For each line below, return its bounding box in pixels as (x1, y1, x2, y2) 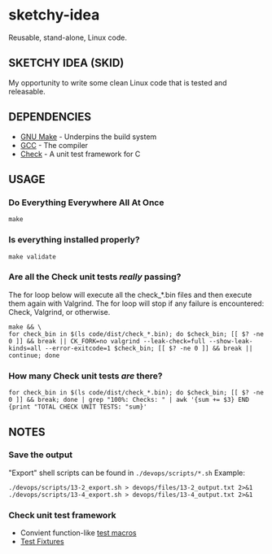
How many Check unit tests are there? (8, 370, 163, 382)
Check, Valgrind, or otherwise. (8, 307, 111, 316)
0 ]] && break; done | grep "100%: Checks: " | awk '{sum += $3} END (8, 396, 250, 404)
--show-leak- (208, 337, 253, 345)
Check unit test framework (8, 509, 116, 521)
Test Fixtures (20, 537, 64, 547)
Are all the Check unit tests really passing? (8, 271, 182, 282)
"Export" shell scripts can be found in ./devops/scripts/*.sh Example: (8, 468, 246, 478)
